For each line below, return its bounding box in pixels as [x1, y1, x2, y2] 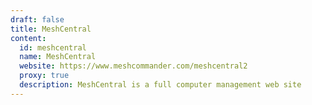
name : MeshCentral [19, 52, 97, 62]
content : [10, 33, 47, 43]
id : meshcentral [19, 42, 87, 53]
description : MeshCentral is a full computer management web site [19, 80, 302, 90]
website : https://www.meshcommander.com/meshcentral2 [19, 61, 248, 71]
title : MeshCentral [10, 24, 92, 34]
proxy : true [19, 71, 70, 81]
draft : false [10, 14, 65, 25]
